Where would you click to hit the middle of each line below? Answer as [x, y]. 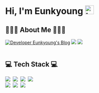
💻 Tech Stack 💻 [31, 64]
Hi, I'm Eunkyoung [44, 11]
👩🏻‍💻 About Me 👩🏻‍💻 [36, 30]
